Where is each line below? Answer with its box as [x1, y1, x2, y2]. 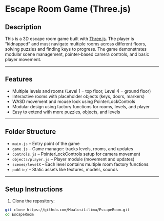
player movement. [5, 57, 41, 62]
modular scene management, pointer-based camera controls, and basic [5, 51, 150, 57]
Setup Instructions [5, 185, 63, 194]
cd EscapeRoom [5, 212, 34, 217]
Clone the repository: [12, 198, 55, 204]
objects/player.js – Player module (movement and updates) [12, 156, 135, 162]
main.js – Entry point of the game [12, 141, 80, 146]
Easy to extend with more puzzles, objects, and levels [12, 109, 121, 115]
